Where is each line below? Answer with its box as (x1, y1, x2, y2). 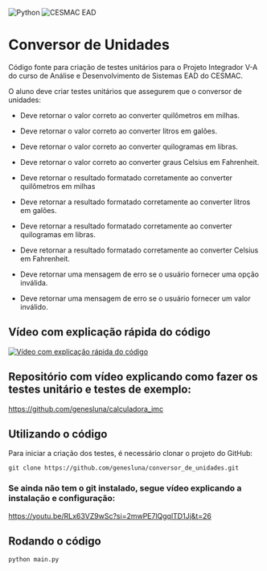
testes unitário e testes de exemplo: (8, 383, 191, 396)
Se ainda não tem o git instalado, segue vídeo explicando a (8, 483, 242, 494)
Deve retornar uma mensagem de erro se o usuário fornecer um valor (19, 294, 251, 303)
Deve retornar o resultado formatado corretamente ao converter (19, 173, 233, 183)
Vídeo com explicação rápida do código (8, 326, 211, 339)
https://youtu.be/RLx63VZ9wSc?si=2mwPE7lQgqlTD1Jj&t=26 (8, 511, 212, 520)
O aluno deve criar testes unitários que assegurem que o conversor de (8, 86, 243, 96)
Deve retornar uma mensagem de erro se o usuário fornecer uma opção (19, 269, 260, 279)
